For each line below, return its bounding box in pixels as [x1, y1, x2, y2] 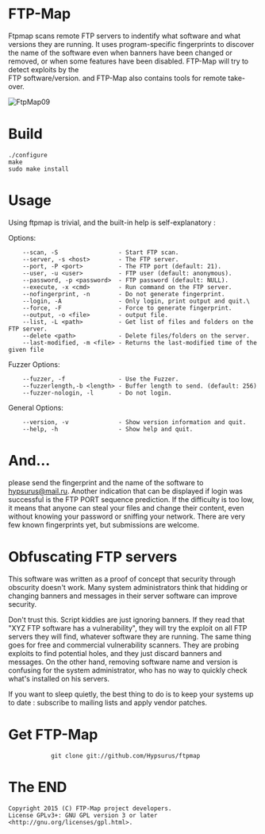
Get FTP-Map [8, 725, 98, 743]
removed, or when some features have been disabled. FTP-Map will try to [8, 56, 249, 66]
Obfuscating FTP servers [8, 547, 178, 566]
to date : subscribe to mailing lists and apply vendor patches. [8, 697, 208, 707]
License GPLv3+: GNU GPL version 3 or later [8, 811, 158, 819]
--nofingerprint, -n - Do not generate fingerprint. [22, 290, 225, 298]
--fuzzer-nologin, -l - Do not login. [22, 388, 172, 397]
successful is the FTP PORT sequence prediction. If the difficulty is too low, [8, 494, 255, 504]
